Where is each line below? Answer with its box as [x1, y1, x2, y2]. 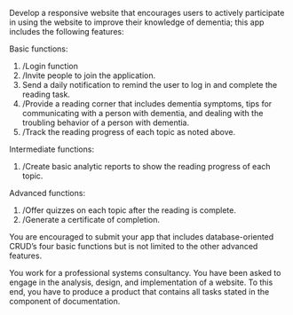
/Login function [21, 61, 78, 71]
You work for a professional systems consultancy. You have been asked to [9, 268, 281, 278]
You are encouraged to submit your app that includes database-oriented [9, 232, 274, 242]
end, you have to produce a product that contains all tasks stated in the [9, 287, 270, 296]
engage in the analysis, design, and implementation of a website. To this [9, 277, 273, 287]
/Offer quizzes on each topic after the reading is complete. [21, 205, 237, 216]
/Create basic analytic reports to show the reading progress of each [21, 161, 271, 171]
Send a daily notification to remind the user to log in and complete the [21, 80, 278, 90]
